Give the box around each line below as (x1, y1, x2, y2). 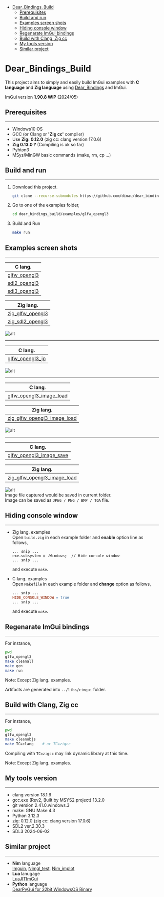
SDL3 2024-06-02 (12, 828, 50, 834)
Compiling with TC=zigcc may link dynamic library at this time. (5, 750, 129, 756)
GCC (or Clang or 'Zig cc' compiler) (12, 131, 84, 137)
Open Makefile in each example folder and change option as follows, (12, 581, 151, 587)
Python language (12, 881, 47, 887)
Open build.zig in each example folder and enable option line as (12, 534, 143, 540)
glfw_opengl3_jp (7, 355, 46, 362)
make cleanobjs (5, 737, 36, 742)
